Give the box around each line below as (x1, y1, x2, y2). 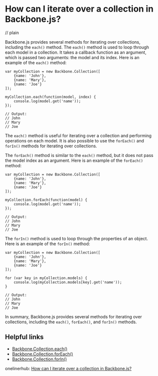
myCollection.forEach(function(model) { (5, 197, 88, 202)
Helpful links (5, 333, 44, 341)
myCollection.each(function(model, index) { (5, 94, 96, 99)
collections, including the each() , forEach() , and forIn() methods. (5, 319, 137, 325)
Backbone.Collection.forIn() (12, 356, 67, 362)
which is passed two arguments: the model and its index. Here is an (5, 54, 140, 60)
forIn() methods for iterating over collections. (5, 143, 98, 149)
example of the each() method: (5, 60, 67, 65)
